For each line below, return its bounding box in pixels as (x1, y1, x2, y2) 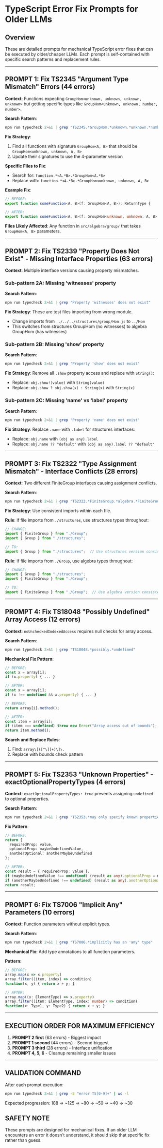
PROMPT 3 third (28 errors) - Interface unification (12, 1045, 113, 1051)
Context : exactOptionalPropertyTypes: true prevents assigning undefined (5, 790, 153, 796)
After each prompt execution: (5, 1082, 64, 1088)
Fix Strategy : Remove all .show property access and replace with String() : (5, 370, 154, 376)
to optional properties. (5, 796, 49, 802)
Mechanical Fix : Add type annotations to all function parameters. (5, 949, 136, 955)
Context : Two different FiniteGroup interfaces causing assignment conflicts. (5, 480, 157, 486)
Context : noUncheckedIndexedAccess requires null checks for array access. (5, 628, 153, 634)
